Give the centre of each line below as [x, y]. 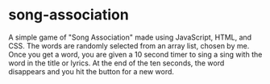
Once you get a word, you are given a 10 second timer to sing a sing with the [135, 54]
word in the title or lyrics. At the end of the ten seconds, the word [116, 63]
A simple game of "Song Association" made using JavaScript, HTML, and [130, 37]
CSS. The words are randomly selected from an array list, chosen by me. [129, 45]
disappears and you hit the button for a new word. [91, 71]
